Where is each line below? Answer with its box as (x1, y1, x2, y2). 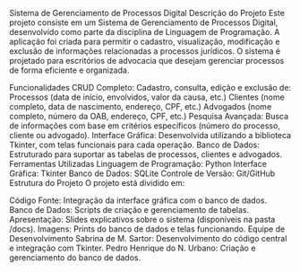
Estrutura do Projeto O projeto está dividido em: (9, 178, 185, 188)
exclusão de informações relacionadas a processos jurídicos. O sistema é (9, 46, 280, 57)
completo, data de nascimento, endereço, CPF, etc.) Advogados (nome (9, 101, 272, 111)
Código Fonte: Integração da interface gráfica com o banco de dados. (9, 195, 268, 206)
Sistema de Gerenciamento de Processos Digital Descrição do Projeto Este (9, 8, 285, 18)
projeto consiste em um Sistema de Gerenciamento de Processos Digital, (9, 17, 279, 28)
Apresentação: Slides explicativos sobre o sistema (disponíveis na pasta (9, 215, 276, 224)
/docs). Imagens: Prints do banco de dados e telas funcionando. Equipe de (9, 224, 286, 234)
